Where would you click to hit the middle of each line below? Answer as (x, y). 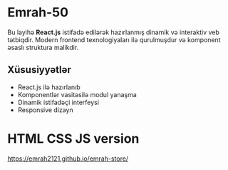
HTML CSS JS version (73, 138)
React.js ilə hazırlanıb (49, 87)
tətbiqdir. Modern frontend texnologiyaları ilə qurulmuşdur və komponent (114, 39)
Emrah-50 (38, 12)
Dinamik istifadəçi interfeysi (58, 102)
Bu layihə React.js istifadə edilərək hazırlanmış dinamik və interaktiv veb (113, 32)
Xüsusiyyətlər (39, 70)
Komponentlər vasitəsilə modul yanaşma (77, 94)
